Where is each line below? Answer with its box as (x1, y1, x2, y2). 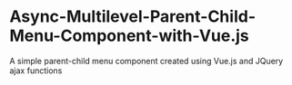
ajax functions (9, 65, 63, 76)
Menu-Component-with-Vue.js (9, 25, 250, 46)
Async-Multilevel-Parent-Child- (9, 6, 257, 27)
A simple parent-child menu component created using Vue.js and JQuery (9, 55, 284, 66)
